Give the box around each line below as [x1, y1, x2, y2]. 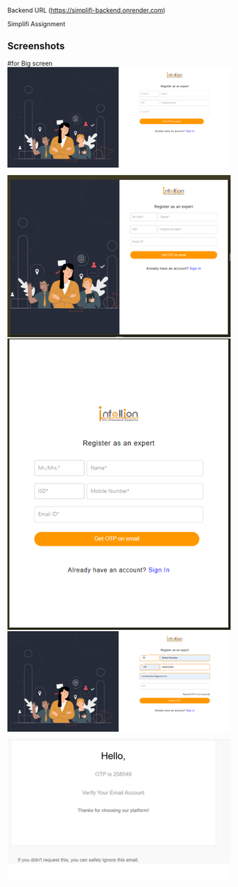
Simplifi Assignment [7, 20, 66, 28]
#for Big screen [7, 59, 53, 67]
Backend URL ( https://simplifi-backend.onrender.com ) [7, 6, 166, 14]
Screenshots [7, 40, 65, 52]
